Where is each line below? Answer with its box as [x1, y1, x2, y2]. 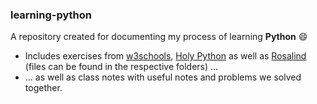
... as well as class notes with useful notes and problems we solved [24, 71, 302, 83]
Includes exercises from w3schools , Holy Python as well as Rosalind [24, 50, 307, 62]
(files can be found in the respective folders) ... [24, 61, 219, 73]
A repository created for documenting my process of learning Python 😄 [10, 31, 308, 43]
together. [24, 82, 63, 94]
